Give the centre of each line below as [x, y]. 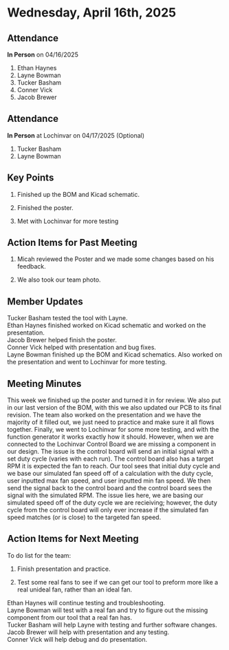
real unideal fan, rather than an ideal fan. [75, 589]
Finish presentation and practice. [64, 569]
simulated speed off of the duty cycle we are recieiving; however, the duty [112, 503]
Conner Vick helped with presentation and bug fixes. [82, 347]
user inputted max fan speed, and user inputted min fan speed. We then [109, 481]
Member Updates [45, 301]
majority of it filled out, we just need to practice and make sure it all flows [111, 422]
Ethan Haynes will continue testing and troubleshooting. [86, 602]
